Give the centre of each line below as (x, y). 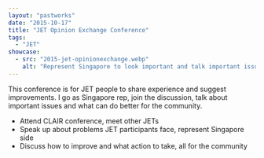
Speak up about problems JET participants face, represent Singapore (132, 129)
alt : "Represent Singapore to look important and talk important (132, 67)
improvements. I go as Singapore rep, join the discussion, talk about (118, 97)
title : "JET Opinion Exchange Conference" (79, 30)
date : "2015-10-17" (40, 23)
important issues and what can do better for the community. (105, 105)
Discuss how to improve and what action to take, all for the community (133, 145)
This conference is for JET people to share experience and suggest (117, 89)
